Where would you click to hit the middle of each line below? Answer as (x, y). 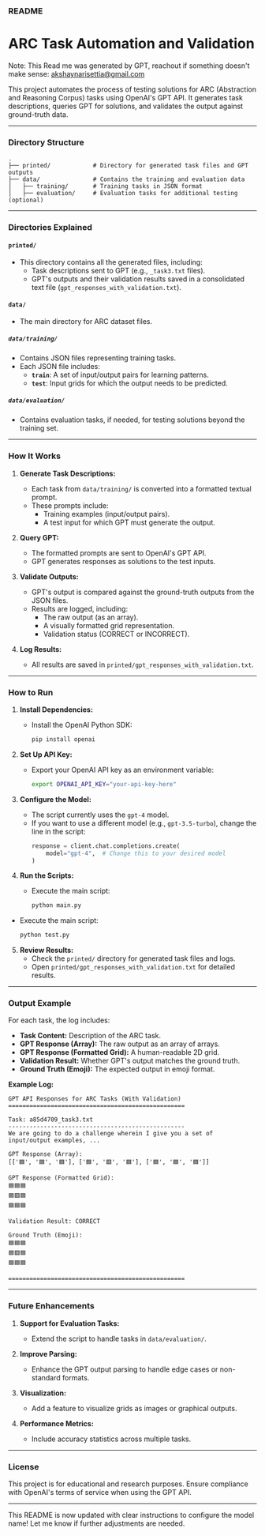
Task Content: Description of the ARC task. (90, 1036)
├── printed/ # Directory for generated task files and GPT (128, 166)
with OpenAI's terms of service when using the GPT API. (100, 1493)
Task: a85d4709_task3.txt (50, 1120)
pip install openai (63, 740)
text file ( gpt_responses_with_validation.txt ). (106, 288)
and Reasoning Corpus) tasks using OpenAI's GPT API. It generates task (125, 97)
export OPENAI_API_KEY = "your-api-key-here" (104, 784)
